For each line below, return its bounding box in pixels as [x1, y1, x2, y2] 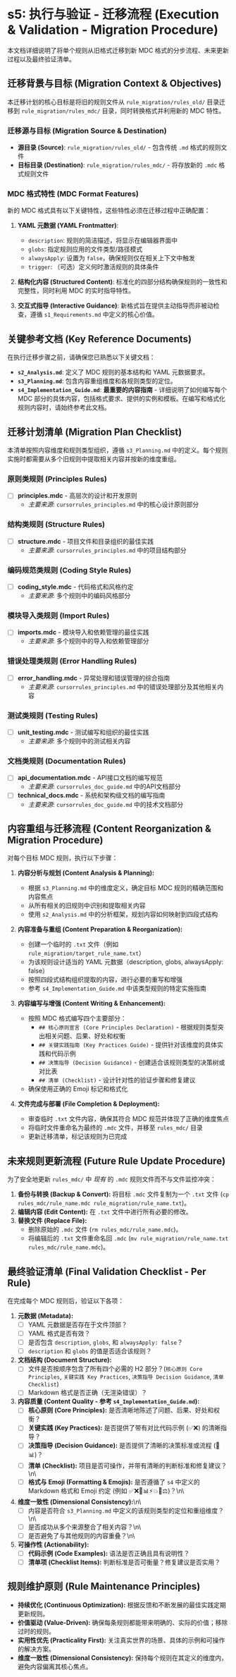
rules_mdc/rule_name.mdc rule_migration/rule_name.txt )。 [17, 1199, 191, 1207]
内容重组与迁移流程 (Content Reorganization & [7, 822, 211, 834]
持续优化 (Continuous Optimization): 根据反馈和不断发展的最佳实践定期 [17, 1600, 227, 1609]
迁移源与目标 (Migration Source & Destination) [7, 126, 167, 135]
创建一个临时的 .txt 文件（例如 [27, 940, 119, 949]
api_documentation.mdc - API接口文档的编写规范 [17, 774, 163, 782]
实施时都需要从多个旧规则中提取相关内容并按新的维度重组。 [7, 454, 180, 463]
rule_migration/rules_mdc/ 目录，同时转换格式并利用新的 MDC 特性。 [20, 106, 225, 115]
